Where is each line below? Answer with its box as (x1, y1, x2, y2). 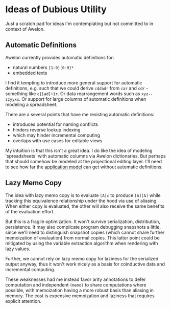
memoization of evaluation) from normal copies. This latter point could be (5, 234, 160, 241)
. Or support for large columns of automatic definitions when (18, 96, 146, 102)
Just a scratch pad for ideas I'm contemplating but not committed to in (5, 20, 154, 27)
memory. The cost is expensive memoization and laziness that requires (5, 293, 155, 299)
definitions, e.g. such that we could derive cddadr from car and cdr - (5, 85, 149, 91)
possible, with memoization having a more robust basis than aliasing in (5, 287, 154, 293)
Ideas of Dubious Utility (5, 4, 107, 15)
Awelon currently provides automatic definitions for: (5, 54, 114, 60)
